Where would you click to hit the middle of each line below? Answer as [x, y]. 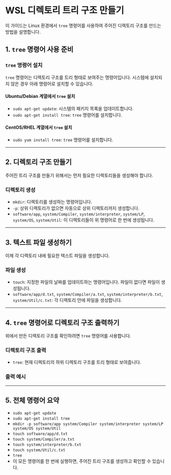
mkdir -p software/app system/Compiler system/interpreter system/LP [88, 424]
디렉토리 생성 [20, 190]
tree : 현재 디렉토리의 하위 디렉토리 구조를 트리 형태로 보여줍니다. [77, 362]
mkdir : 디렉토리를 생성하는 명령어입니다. [52, 202]
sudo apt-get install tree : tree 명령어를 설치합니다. [67, 115]
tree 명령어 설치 [24, 65]
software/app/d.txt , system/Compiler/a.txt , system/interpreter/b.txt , [88, 294]
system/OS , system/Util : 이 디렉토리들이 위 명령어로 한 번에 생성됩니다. [83, 220]
